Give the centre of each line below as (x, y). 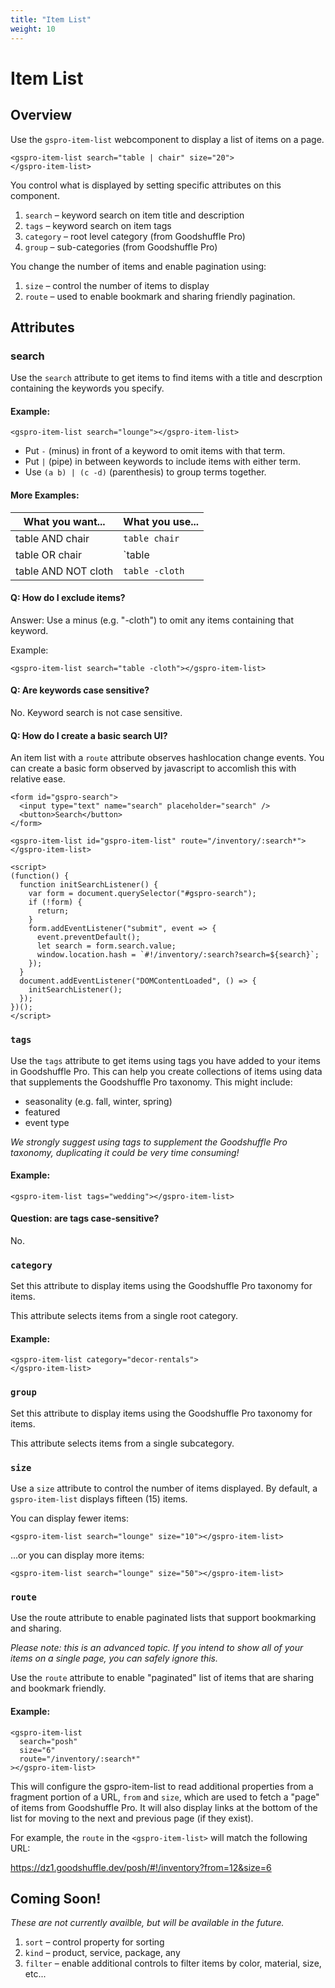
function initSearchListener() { (89, 885)
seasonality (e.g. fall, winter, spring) (98, 1101)
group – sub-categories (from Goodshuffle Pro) (121, 247)
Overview (41, 115)
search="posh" (48, 1741)
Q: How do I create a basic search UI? (89, 735)
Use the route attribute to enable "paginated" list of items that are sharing (162, 1678)
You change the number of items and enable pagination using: (138, 266)
